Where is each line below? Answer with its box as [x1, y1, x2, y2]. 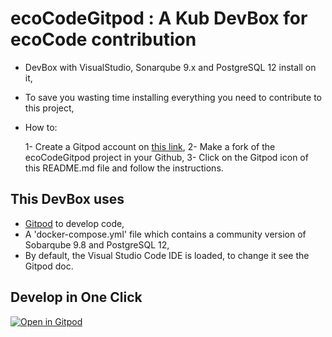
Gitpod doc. [24, 260, 74, 272]
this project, [24, 102, 75, 114]
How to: [24, 121, 58, 133]
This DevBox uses [10, 191, 125, 208]
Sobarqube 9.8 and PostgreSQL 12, [24, 238, 170, 251]
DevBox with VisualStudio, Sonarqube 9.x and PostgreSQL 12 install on [24, 61, 317, 73]
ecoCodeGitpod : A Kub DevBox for [10, 7, 308, 30]
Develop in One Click [10, 289, 143, 306]
